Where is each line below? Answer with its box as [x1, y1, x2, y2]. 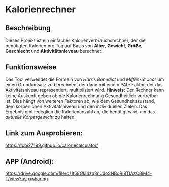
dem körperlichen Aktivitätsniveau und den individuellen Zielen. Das [5, 103, 147, 109]
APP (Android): [5, 157, 54, 166]
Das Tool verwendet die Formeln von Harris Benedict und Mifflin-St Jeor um [5, 76, 164, 82]
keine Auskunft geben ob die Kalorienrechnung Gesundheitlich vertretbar [5, 92, 158, 99]
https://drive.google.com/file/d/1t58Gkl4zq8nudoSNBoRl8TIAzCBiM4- [5, 170, 152, 176]
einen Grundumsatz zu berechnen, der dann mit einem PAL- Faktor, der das [5, 81, 163, 87]
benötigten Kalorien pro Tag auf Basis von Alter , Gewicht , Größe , [5, 43, 143, 49]
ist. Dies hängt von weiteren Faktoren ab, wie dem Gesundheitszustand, [5, 98, 156, 104]
